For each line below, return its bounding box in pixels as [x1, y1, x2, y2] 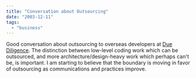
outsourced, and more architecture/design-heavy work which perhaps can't [6, 53, 189, 60]
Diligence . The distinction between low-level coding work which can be [6, 47, 178, 54]
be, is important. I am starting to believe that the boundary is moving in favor [6, 59, 190, 66]
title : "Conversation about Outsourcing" [6, 8, 109, 15]
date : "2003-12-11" [6, 14, 54, 20]
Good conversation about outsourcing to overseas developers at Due [6, 41, 173, 48]
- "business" [11, 24, 43, 31]
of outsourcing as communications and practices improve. [6, 65, 146, 73]
